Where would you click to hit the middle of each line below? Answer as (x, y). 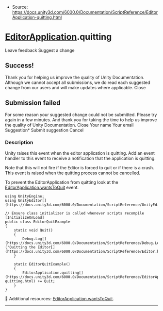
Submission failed (33, 103)
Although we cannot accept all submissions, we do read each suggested (78, 82)
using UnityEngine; (25, 196)
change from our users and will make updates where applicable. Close (75, 87)
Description (19, 143)
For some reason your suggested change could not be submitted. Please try (81, 115)
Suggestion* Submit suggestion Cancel (44, 130)
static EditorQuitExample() (42, 264)
